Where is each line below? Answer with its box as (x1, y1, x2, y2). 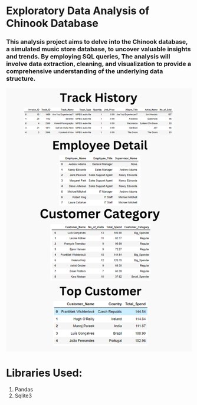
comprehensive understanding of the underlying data (6, 67, 163, 75)
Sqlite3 (14, 392, 32, 399)
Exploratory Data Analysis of (6, 4, 150, 18)
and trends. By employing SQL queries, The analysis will (6, 52, 170, 61)
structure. (6, 75, 36, 83)
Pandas (14, 386, 34, 393)
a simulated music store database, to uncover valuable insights (6, 45, 191, 54)
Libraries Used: (6, 367, 83, 380)
